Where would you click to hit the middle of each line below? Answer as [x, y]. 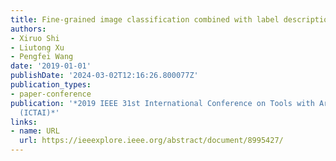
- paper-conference [51, 94]
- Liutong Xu [37, 47]
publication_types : [51, 85]
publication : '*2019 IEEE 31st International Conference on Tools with [162, 103]
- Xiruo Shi [35, 38]
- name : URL [35, 131]
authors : [28, 29]
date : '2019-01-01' [51, 66]
